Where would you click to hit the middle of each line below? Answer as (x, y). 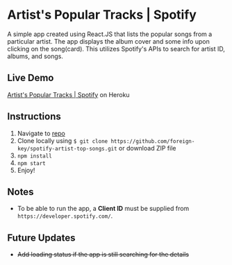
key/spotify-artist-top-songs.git (67, 148)
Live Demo (31, 78)
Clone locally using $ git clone (63, 140)
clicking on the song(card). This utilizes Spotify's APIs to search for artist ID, (116, 49)
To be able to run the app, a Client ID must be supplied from (103, 209)
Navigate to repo (41, 133)
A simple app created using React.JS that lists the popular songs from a (110, 34)
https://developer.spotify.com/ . (65, 216)
